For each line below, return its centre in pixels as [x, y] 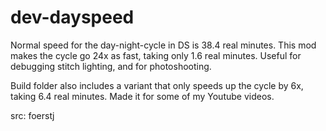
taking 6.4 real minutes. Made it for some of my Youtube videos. [142, 96]
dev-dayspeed [72, 17]
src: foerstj [32, 115]
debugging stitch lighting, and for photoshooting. [111, 66]
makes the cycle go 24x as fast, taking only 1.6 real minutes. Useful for [156, 55]
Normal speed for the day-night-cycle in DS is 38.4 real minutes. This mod [163, 45]
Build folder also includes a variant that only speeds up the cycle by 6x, [157, 85]
